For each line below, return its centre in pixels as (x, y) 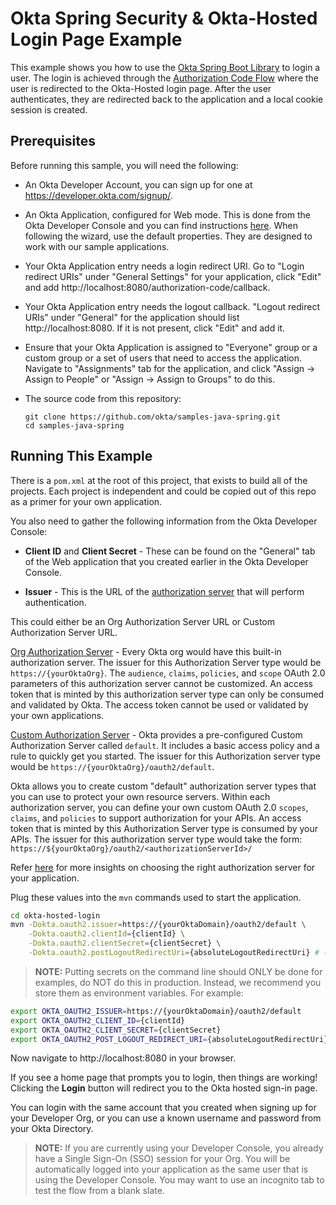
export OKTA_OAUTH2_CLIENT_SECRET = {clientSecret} (116, 1030)
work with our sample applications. (97, 246)
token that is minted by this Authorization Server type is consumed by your (164, 828)
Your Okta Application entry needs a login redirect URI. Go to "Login (164, 266)
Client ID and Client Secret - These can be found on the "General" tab (170, 551)
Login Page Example (96, 39)
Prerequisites (53, 141)
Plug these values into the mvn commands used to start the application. (156, 897)
